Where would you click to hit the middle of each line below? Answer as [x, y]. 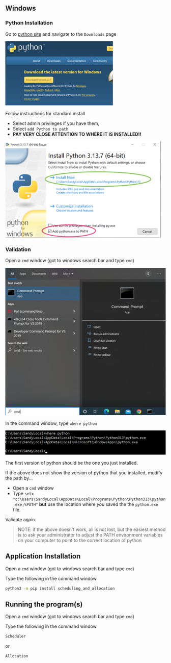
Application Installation [43, 556]
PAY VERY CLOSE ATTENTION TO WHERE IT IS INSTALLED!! [77, 134]
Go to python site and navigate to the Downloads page [61, 34]
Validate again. [21, 519]
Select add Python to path [40, 129]
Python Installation [29, 23]
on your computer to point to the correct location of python [80, 540]
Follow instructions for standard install [45, 113]
